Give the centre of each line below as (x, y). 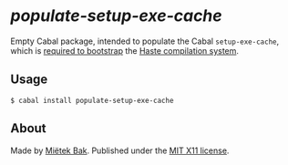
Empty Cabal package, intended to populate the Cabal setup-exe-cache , (145, 41)
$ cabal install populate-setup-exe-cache (92, 100)
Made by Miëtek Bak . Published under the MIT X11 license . (120, 150)
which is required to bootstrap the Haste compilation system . (125, 50)
